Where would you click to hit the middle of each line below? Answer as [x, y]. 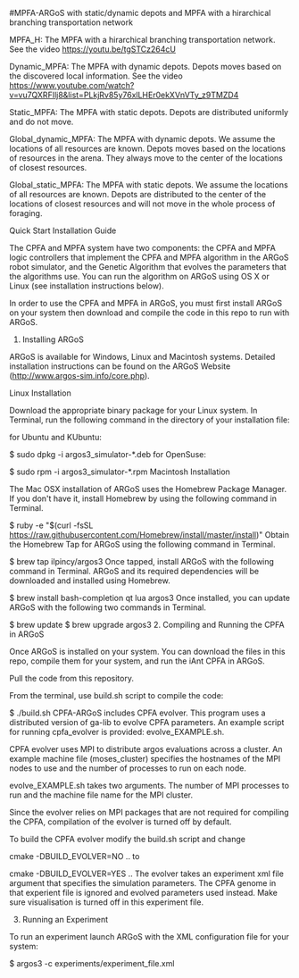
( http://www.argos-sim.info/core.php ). [79, 376]
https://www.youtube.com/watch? [72, 85]
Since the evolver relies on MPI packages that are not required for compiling [149, 812]
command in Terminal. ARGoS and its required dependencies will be [134, 571]
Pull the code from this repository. [71, 678]
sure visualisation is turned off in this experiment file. [106, 902]
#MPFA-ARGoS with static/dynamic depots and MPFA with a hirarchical [140, 13]
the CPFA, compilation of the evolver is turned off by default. [120, 822]
